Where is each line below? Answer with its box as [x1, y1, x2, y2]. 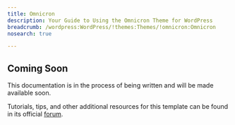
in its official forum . [7, 110, 64, 119]
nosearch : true [7, 30, 52, 37]
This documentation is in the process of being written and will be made [7, 81, 214, 90]
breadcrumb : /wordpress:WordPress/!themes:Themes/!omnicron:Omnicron [7, 23, 217, 30]
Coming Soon [7, 62, 68, 74]
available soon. [7, 89, 52, 97]
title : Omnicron [7, 10, 55, 18]
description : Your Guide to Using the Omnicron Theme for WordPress [7, 17, 213, 24]
